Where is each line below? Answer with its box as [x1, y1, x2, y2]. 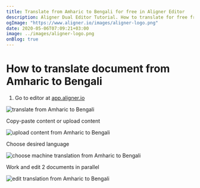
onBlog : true [6, 36, 39, 42]
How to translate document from [6, 62, 170, 76]
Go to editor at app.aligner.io [14, 94, 85, 101]
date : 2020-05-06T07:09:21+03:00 [6, 25, 89, 32]
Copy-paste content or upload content [6, 117, 101, 124]
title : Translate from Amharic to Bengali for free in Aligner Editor [6, 8, 185, 15]
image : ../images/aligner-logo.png [6, 31, 95, 37]
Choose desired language [6, 140, 70, 148]
